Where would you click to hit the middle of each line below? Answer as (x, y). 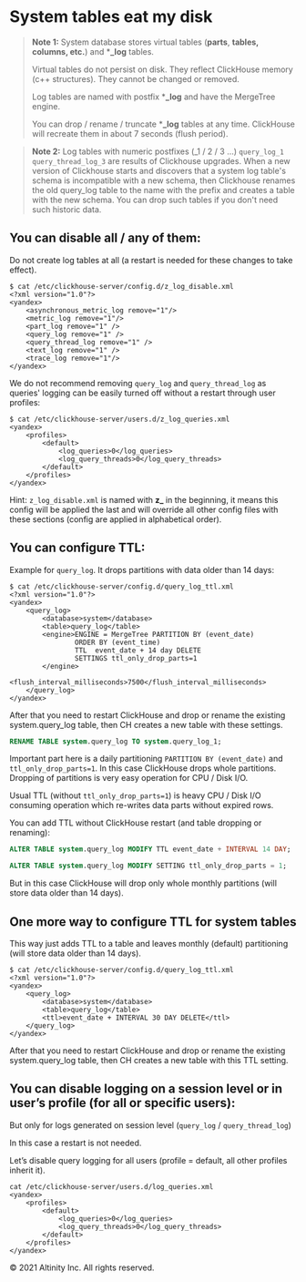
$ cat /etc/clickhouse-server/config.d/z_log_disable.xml (122, 286)
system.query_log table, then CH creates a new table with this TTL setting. (149, 1060)
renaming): (30, 833)
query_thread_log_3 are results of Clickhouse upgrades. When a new (161, 160)
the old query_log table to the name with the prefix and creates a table (163, 190)
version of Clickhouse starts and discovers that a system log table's (159, 170)
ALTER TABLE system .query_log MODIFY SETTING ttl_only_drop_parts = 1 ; (148, 866)
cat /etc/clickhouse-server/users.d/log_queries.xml (112, 1186)
